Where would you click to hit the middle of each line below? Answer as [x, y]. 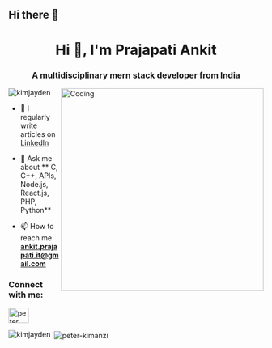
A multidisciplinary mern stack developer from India [136, 75]
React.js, [35, 193]
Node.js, [34, 184]
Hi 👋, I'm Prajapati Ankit [136, 50]
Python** [36, 210]
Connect [25, 284]
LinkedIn [34, 142]
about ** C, [39, 167]
